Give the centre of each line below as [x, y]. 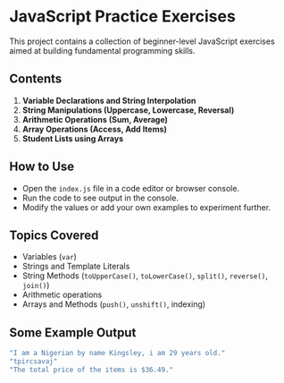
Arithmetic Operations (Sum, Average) [95, 119]
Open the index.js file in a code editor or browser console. [130, 188]
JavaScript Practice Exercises [123, 17]
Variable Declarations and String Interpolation [109, 100]
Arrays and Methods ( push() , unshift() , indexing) [114, 304]
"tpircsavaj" [33, 362]
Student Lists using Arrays [73, 138]
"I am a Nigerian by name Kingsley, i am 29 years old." [117, 353]
